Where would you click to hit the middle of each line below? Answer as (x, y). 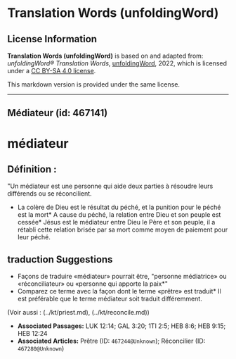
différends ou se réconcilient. (50, 194)
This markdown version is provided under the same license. (94, 84)
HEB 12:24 (32, 334)
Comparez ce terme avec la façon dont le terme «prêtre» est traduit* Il (119, 291)
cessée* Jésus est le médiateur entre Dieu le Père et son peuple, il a (116, 222)
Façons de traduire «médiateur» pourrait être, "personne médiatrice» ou (122, 277)
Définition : (32, 169)
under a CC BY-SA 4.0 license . (52, 71)
